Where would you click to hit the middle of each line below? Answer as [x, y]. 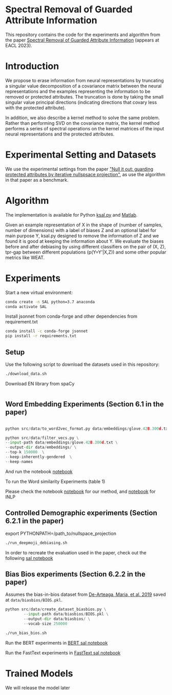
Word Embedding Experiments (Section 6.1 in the [85, 404]
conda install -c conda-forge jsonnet [47, 331]
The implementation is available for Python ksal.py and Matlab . [71, 215]
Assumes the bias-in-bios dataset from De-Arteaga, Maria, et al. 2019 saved [86, 594]
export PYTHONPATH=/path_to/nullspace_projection [61, 533]
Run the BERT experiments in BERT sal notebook [57, 643]
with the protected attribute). [36, 108]
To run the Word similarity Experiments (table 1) [55, 481]
